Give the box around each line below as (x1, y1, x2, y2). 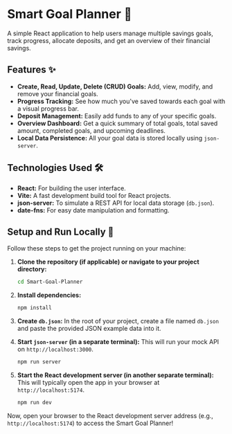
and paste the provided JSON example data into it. (17, 325, 161, 333)
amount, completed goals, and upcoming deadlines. (17, 126, 166, 134)
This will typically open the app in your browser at (17, 379, 160, 386)
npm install (17, 305, 52, 311)
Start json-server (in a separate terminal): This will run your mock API (17, 338, 220, 346)
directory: (17, 265, 47, 273)
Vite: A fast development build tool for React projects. (17, 191, 172, 199)
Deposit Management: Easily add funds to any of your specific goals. (17, 111, 217, 120)
